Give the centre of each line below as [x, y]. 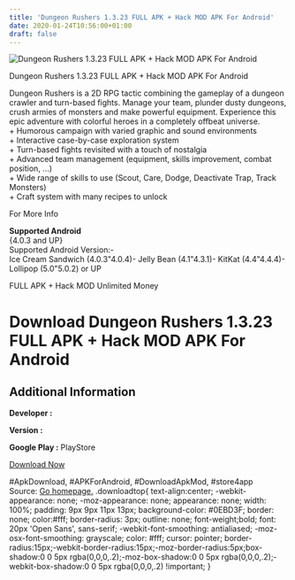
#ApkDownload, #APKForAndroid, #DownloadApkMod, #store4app [131, 482]
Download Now [37, 465]
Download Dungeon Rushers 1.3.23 [141, 322]
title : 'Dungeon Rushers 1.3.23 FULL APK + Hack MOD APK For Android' [142, 17]
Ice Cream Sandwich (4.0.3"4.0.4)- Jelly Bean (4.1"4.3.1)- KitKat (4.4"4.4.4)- [147, 259]
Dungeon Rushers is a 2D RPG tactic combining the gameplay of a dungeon [147, 93]
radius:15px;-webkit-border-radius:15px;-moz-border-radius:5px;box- [136, 548]
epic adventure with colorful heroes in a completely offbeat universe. [135, 121]
